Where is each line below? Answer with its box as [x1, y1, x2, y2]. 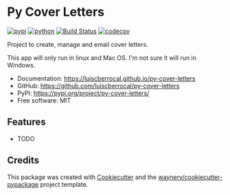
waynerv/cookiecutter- [157, 173, 223, 181]
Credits [7, 154, 40, 166]
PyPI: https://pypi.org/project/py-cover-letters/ [16, 89, 150, 97]
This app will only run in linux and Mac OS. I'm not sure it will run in [7, 53, 197, 62]
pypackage [7, 180, 39, 188]
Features [7, 116, 46, 128]
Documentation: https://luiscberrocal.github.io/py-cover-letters [16, 74, 196, 83]
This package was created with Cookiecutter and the [7, 173, 157, 181]
